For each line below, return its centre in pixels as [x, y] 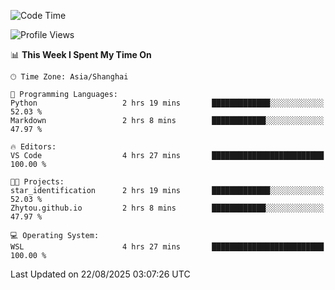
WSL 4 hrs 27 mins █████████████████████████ [167, 247]
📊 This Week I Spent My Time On [81, 54]
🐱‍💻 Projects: [37, 182]
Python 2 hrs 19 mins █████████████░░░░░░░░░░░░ [167, 103]
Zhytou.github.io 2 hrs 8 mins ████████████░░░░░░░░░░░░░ [167, 208]
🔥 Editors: [33, 147]
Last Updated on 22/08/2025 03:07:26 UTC [100, 274]
